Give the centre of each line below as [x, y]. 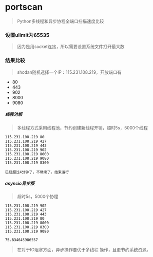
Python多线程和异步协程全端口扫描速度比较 [60, 21]
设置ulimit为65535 [27, 35]
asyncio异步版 [20, 183]
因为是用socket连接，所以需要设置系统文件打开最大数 [71, 47]
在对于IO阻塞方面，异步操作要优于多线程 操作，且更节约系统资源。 [84, 250]
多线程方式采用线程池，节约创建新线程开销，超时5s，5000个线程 [82, 128]
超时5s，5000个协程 [38, 196]
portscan [24, 7]
